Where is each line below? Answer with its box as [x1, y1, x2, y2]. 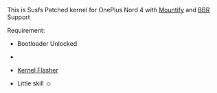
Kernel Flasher [16, 66, 58, 74]
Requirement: [7, 27, 45, 34]
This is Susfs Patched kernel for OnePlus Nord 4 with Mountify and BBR [7, 6, 210, 14]
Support [7, 13, 30, 21]
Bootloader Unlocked [16, 40, 78, 47]
